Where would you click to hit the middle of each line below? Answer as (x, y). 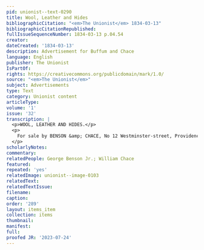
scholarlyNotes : (27, 147)
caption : (17, 198)
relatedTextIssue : (29, 187)
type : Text (20, 91)
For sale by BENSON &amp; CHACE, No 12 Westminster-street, (95, 136)
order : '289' (23, 204)
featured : (19, 164)
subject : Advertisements (38, 86)
